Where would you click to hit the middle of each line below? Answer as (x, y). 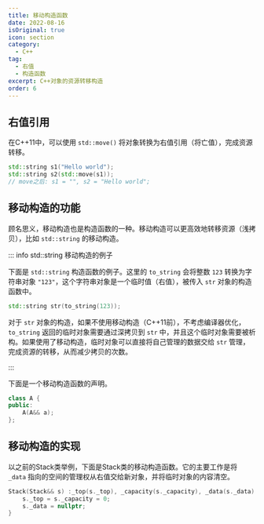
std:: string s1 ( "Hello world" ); (61, 167)
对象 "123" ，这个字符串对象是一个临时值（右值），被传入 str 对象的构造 (137, 281)
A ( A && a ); (38, 413)
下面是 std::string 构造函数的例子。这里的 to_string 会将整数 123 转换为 (127, 271)
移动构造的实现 (44, 447)
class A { (24, 398)
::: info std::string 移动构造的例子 (60, 255)
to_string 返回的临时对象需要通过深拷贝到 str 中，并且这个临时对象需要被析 (132, 332)
